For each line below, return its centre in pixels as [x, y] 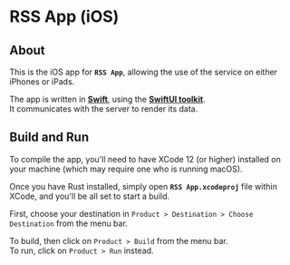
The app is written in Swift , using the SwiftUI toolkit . [107, 99]
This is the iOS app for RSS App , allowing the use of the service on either [144, 72]
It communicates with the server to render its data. [104, 109]
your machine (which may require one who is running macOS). [126, 169]
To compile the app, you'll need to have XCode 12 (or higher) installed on [145, 159]
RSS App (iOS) [64, 17]
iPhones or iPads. [42, 82]
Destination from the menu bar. [69, 223]
